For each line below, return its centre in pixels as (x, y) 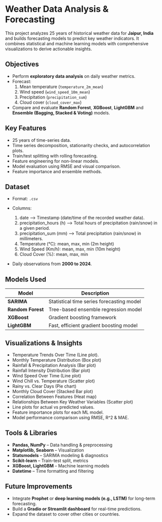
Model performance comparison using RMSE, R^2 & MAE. (70, 417)
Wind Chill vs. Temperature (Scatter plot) (54, 381)
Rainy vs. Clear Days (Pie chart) (44, 386)
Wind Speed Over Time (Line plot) (47, 376)
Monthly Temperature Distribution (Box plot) (57, 360)
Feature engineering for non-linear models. (56, 161)
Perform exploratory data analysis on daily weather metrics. (74, 76)
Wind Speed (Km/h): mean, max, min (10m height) (70, 249)
